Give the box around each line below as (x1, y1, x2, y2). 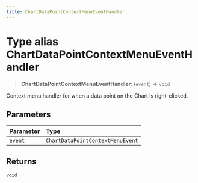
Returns (6, 156, 37, 166)
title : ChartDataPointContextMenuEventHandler (6, 8, 125, 15)
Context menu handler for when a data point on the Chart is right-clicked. (6, 91, 188, 99)
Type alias (6, 34, 59, 48)
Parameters (6, 109, 51, 119)
